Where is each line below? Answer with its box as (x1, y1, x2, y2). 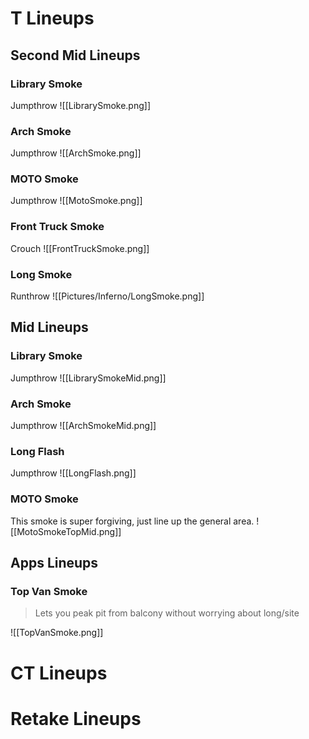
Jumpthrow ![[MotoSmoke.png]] (10, 195, 143, 207)
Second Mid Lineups (10, 47, 141, 64)
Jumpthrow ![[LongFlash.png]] (10, 467, 137, 479)
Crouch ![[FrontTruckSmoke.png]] (10, 242, 150, 254)
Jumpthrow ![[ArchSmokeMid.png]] (10, 420, 157, 432)
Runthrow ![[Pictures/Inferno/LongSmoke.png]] (10, 290, 205, 302)
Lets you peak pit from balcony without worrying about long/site (34, 607, 300, 619)
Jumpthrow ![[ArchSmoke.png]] (10, 147, 142, 159)
